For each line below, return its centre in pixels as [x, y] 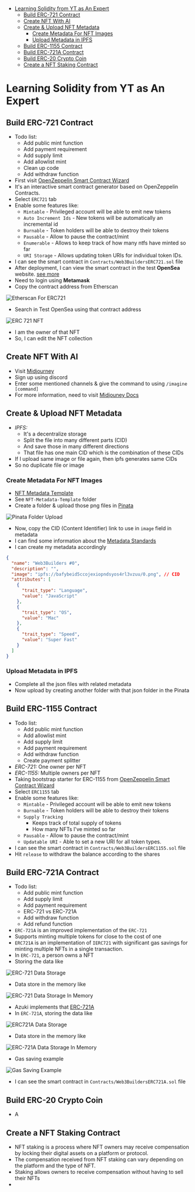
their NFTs [27, 1178]
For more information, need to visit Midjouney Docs [77, 395]
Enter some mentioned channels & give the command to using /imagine [101, 383]
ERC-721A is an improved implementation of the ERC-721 [81, 930]
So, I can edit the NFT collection [53, 338]
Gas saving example [39, 1059]
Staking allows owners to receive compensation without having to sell [99, 1172]
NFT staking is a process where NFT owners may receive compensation [102, 1147]
